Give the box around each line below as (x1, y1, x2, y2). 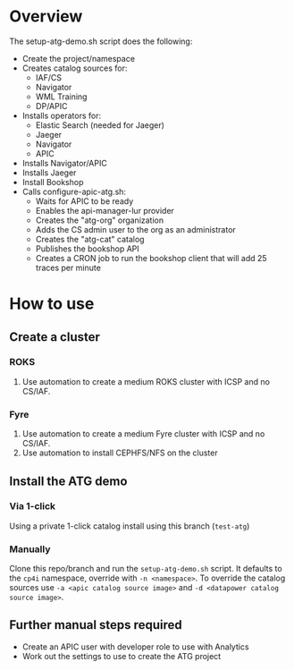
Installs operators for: (21, 110, 102, 121)
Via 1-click (9, 500, 56, 513)
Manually (9, 543, 51, 556)
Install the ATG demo (9, 473, 128, 488)
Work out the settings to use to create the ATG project (21, 650, 222, 661)
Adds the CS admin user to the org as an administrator (35, 224, 237, 234)
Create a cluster (9, 329, 101, 344)
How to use (9, 293, 95, 314)
